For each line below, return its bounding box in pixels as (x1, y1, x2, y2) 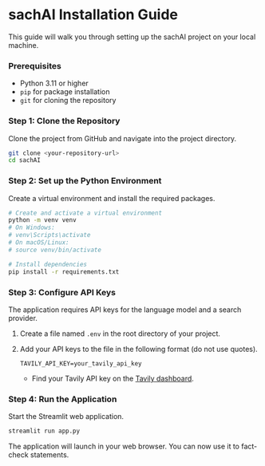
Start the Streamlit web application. (8, 412, 125, 421)
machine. (8, 40, 39, 49)
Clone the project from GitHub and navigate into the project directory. (8, 133, 237, 143)
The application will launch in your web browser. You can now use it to (8, 441, 239, 452)
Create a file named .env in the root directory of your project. (19, 329, 221, 338)
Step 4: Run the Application (8, 393, 117, 405)
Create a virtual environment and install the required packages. (8, 193, 216, 203)
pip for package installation (19, 87, 110, 97)
